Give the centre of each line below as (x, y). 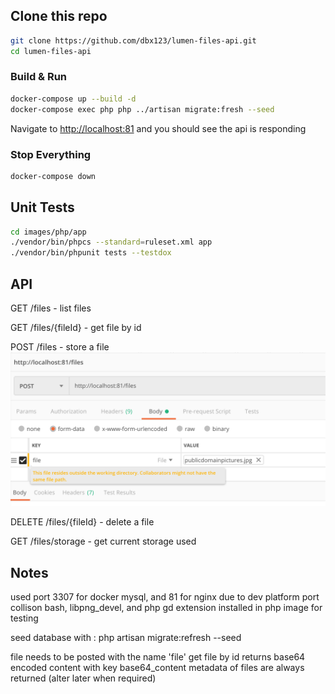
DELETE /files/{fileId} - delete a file (82, 522)
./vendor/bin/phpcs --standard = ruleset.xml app (111, 242)
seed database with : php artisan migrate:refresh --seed (126, 637)
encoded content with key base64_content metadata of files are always (157, 667)
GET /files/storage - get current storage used (103, 541)
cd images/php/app (48, 232)
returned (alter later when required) (83, 678)
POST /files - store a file (60, 347)
